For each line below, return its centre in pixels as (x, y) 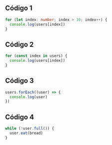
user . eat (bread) (26, 133)
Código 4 (20, 117)
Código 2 (19, 44)
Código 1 (19, 8)
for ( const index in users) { (36, 56)
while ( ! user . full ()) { (30, 129)
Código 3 (20, 81)
